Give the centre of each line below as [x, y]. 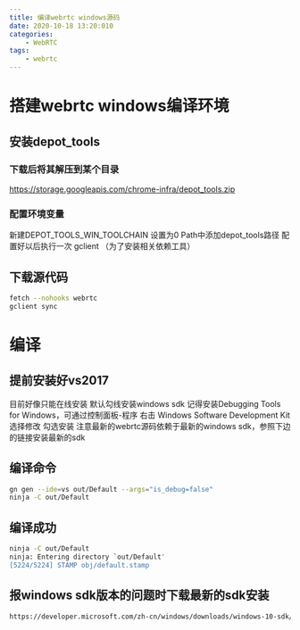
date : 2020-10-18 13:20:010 [62, 26]
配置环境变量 [37, 213]
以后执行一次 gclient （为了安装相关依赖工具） [110, 246]
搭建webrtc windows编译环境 [119, 106]
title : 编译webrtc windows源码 [65, 17]
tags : [19, 51]
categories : [31, 34]
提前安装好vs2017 [59, 381]
